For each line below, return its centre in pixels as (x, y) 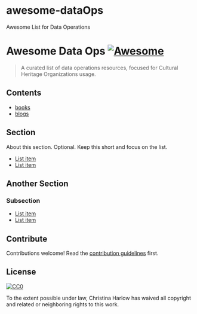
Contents (24, 93)
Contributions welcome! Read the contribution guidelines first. (82, 253)
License (21, 272)
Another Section (37, 183)
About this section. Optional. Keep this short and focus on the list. (87, 147)
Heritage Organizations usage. (59, 74)
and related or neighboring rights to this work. (63, 304)
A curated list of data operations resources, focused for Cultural (99, 68)
